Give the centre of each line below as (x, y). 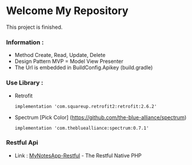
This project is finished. (34, 27)
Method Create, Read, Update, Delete (60, 55)
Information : (25, 42)
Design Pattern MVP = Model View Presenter (69, 61)
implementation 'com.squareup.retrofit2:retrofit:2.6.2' (86, 106)
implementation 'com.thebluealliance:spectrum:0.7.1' (82, 128)
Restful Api (22, 143)
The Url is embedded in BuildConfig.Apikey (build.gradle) (84, 68)
